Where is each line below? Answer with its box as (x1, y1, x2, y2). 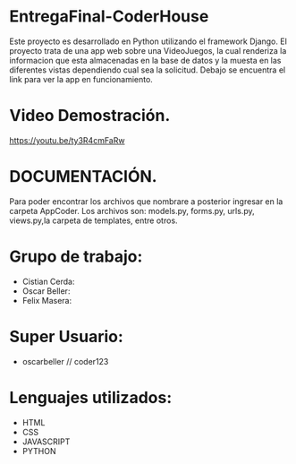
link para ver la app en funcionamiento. (9, 73, 154, 84)
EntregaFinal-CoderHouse (9, 6, 209, 27)
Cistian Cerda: (21, 276, 75, 287)
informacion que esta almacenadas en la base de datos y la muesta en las (9, 55, 282, 65)
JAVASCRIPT (21, 436, 71, 447)
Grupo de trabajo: (9, 246, 143, 266)
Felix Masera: (21, 295, 72, 305)
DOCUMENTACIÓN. (9, 167, 158, 187)
